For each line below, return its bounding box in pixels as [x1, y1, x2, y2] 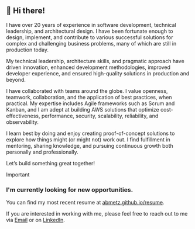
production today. [6, 46, 49, 53]
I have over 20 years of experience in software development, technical [6, 21, 177, 28]
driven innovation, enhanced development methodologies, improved [6, 64, 171, 71]
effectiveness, [6, 112, 40, 119]
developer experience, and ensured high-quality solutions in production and [6, 70, 190, 77]
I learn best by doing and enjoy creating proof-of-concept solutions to [6, 130, 175, 137]
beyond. [6, 76, 26, 83]
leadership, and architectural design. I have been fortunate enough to [6, 27, 173, 34]
